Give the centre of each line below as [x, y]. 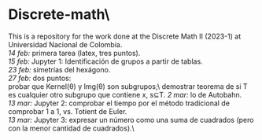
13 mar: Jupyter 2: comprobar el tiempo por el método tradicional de [119, 103]
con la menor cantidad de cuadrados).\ [72, 128]
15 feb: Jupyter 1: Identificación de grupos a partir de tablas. [105, 61]
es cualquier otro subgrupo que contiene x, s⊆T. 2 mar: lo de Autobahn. [125, 94]
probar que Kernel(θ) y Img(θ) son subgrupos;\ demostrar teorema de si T [128, 86]
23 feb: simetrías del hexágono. [59, 69]
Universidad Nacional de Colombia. [65, 44]
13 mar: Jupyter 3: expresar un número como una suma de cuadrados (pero [131, 120]
